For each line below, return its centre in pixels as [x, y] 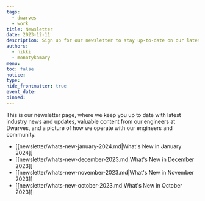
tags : [13, 12]
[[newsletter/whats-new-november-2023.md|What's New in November [104, 172]
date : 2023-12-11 [28, 35]
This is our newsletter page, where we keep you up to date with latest [94, 115]
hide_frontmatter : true [37, 86]
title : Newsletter [30, 29]
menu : [13, 63]
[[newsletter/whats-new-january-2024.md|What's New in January [98, 146]
